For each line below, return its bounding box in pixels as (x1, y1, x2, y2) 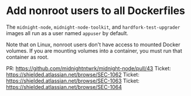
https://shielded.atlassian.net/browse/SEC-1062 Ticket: (6, 71, 139, 78)
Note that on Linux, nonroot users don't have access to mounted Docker (6, 41, 180, 48)
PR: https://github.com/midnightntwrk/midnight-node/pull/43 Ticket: (6, 64, 171, 71)
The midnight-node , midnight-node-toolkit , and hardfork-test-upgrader (6, 23, 180, 30)
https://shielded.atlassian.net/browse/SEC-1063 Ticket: (6, 77, 139, 84)
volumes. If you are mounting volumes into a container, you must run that (6, 47, 183, 54)
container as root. (6, 53, 49, 60)
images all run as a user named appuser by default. (6, 29, 129, 36)
